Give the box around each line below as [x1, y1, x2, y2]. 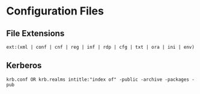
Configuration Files [6, 4, 104, 18]
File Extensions [6, 28, 65, 39]
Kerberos [6, 60, 42, 70]
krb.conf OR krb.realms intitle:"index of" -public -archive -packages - [6, 77, 195, 83]
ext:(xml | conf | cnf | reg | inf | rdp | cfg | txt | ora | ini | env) [6, 44, 195, 50]
